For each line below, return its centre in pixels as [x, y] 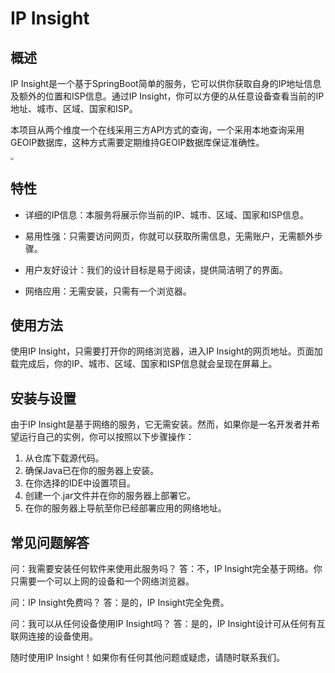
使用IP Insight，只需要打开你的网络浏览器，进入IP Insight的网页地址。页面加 [166, 351]
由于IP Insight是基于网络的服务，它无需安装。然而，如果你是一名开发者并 [161, 424]
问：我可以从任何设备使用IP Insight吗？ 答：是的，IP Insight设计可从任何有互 [168, 624]
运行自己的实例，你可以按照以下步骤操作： [106, 437]
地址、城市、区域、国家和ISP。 [74, 108]
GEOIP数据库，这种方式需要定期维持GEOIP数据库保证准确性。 [137, 142]
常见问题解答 [50, 542]
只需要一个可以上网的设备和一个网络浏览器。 [102, 581]
